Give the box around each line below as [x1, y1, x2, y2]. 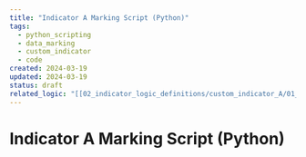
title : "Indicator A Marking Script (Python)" [9, 13, 189, 23]
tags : [9, 22, 30, 31]
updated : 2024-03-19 [9, 73, 88, 82]
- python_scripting [17, 30, 92, 39]
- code [17, 55, 43, 64]
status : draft [9, 81, 64, 90]
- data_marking [17, 38, 76, 48]
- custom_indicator [17, 47, 92, 56]
